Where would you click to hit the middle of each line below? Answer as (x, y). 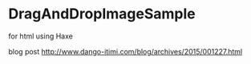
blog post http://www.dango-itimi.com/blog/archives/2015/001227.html (125, 51)
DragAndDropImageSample (102, 14)
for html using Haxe (41, 36)
